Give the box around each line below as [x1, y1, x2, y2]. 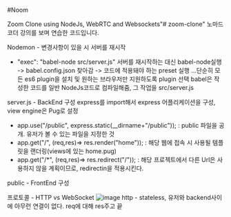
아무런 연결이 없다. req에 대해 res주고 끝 [14, 202, 123, 210]
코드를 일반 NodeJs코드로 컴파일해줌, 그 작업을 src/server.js [30, 84, 194, 91]
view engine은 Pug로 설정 [7, 106, 79, 115]
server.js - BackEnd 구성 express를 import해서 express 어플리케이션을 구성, [7, 98, 216, 106]
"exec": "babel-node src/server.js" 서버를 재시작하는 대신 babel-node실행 [17, 58, 222, 66]
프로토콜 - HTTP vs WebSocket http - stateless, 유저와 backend [7, 194, 212, 201]
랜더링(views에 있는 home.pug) [30, 147, 117, 155]
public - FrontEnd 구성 [7, 179, 70, 187]
